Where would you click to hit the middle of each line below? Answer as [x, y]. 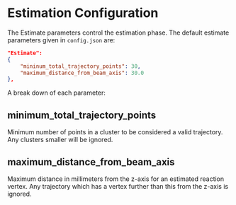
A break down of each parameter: [57, 93]
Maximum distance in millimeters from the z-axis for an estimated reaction [116, 179]
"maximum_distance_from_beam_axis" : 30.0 [82, 73]
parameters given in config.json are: [61, 40]
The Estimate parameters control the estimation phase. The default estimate [118, 33]
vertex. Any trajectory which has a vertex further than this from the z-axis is [118, 186]
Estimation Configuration [83, 13]
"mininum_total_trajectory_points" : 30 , [80, 66]
